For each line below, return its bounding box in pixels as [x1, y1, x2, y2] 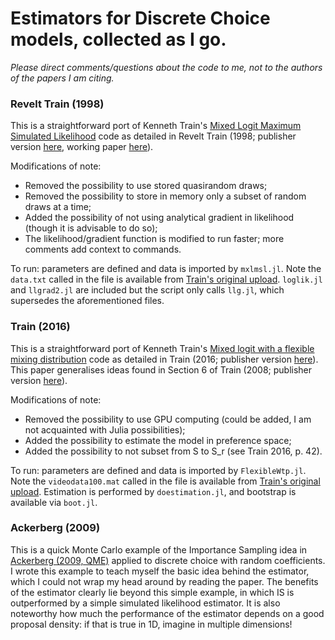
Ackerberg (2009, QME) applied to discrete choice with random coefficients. [10, 554, 326, 566]
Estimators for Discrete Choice [10, 7, 271, 30]
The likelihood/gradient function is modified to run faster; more [24, 233, 285, 245]
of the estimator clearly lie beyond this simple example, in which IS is [10, 586, 295, 598]
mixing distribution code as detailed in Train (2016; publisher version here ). [10, 353, 319, 365]
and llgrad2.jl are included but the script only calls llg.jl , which [10, 284, 285, 296]
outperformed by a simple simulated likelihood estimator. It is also [10, 597, 281, 609]
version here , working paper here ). [10, 141, 154, 153]
